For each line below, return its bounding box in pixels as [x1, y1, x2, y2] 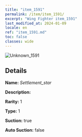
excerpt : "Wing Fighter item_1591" [5, 16, 78, 21]
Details [5, 67, 27, 75]
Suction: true [5, 117, 32, 123]
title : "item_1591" [5, 7, 45, 12]
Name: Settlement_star [5, 79, 52, 86]
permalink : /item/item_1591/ [5, 12, 64, 17]
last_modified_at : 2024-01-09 [5, 21, 67, 26]
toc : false [5, 35, 27, 40]
